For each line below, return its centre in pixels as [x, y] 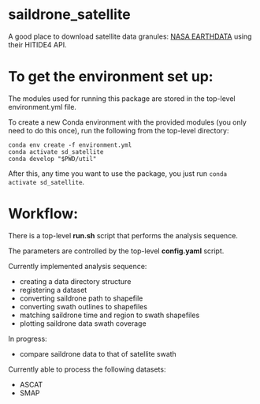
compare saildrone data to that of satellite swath [98, 353]
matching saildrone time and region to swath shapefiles [110, 315]
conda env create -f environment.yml [70, 145]
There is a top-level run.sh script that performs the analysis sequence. [123, 235]
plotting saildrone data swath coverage [83, 323]
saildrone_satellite [70, 15]
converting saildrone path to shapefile [81, 298]
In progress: [28, 339]
